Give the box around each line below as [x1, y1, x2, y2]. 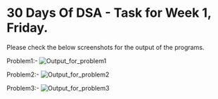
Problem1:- [6, 56, 38, 65]
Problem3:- [6, 84, 39, 92]
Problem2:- [6, 70, 39, 79]
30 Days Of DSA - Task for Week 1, [6, 5, 212, 21]
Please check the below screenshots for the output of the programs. [6, 43, 205, 51]
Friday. [6, 20, 49, 36]
